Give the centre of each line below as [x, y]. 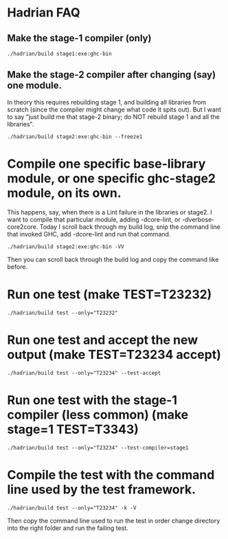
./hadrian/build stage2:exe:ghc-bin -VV [66, 246]
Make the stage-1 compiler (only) [79, 38]
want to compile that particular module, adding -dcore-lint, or [94, 219]
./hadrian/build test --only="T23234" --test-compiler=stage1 [98, 448]
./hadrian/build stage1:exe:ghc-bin [59, 54]
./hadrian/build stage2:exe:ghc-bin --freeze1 [75, 136]
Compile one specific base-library [106, 164]
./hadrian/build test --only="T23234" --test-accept [84, 373]
